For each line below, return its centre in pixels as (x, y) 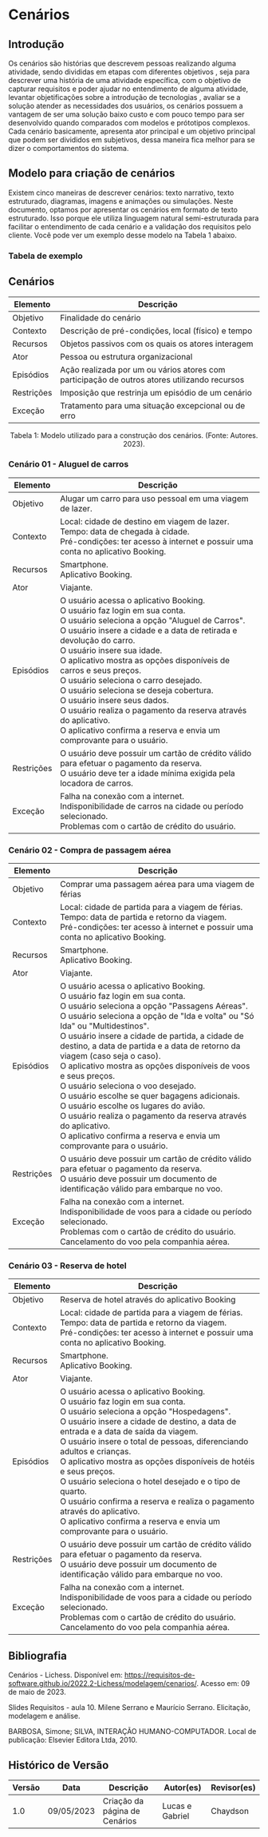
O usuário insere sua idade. (111, 650)
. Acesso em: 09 (223, 1684)
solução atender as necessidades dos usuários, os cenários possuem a (126, 106)
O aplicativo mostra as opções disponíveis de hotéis (157, 1461)
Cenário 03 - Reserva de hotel (67, 1266)
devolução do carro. (97, 640)
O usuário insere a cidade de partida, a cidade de (152, 1036)
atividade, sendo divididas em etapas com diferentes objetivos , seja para (129, 72)
